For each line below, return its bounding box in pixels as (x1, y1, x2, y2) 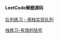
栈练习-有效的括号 (5, 27, 42, 33)
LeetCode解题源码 (5, 4, 43, 10)
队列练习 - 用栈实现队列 (5, 16, 54, 22)
